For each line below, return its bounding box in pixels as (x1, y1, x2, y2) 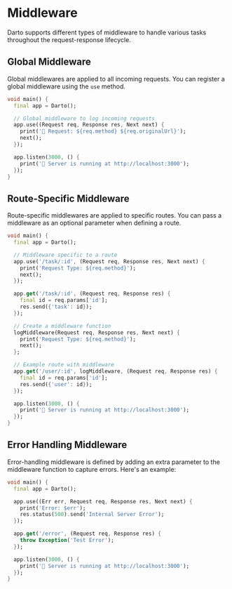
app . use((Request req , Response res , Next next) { (13, 121, 165, 128)
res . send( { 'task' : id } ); (20, 303, 93, 310)
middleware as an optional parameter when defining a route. (7, 219, 182, 227)
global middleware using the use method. (7, 82, 126, 91)
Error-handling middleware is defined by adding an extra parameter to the (7, 458, 221, 466)
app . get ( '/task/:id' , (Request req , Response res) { (13, 290, 171, 298)
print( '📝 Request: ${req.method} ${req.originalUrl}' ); (20, 128, 187, 135)
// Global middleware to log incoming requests (13, 114, 156, 122)
